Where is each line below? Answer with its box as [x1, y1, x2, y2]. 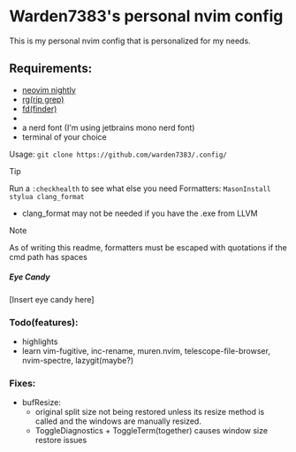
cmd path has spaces [9, 251, 88, 262]
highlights [21, 336, 58, 347]
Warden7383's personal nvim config [9, 6, 284, 27]
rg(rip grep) [21, 94, 65, 104]
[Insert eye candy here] [9, 294, 95, 304]
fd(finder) [21, 103, 57, 114]
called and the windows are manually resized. [34, 416, 201, 426]
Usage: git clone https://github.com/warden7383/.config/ [9, 149, 228, 159]
